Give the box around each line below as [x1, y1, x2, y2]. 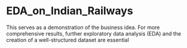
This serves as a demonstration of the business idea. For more [6, 24, 160, 31]
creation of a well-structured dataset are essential [6, 36, 130, 43]
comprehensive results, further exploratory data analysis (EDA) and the [6, 30, 181, 37]
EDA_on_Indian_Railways [6, 4, 133, 18]
